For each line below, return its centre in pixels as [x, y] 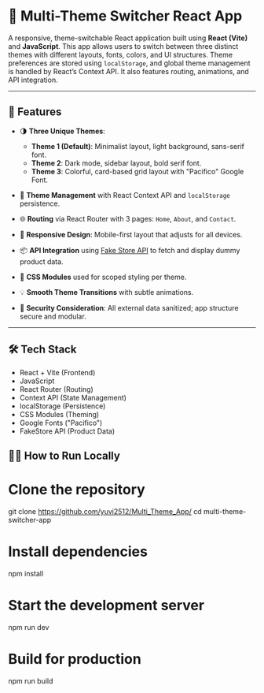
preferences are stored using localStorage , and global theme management [129, 63]
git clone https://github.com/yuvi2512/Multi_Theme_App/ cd [105, 511]
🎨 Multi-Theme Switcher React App [125, 16]
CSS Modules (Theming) [59, 414]
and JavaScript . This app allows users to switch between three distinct [123, 46]
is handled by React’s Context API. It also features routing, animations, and [128, 71]
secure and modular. [53, 316]
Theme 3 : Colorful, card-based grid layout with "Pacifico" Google [137, 171]
